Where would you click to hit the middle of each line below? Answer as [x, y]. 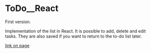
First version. [18, 22]
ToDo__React [32, 8]
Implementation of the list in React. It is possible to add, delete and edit [75, 31]
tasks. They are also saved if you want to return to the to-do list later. [74, 36]
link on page [17, 45]
